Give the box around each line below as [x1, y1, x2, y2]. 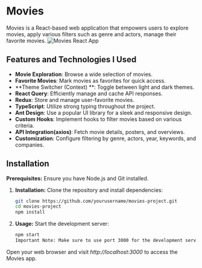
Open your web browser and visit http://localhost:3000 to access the [6, 248, 178, 255]
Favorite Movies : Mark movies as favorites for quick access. [14, 77, 166, 84]
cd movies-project [14, 203, 62, 209]
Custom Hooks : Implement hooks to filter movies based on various [14, 115, 182, 123]
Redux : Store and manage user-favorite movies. [14, 96, 134, 103]
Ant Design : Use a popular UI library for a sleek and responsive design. [14, 109, 193, 116]
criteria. [14, 122, 34, 129]
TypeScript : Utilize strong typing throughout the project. [14, 103, 156, 110]
